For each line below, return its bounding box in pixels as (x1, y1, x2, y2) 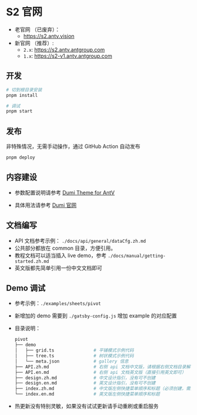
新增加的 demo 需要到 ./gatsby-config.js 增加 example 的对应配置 (14, 312, 177, 319)
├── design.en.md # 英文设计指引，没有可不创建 (14, 380, 156, 386)
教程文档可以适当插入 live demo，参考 (14, 252, 107, 259)
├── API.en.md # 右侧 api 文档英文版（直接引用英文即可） (14, 369, 186, 375)
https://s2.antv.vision (23, 32, 75, 39)
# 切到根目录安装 (6, 86, 42, 93)
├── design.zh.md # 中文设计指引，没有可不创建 (14, 374, 156, 381)
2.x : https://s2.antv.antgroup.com (23, 46, 105, 53)
